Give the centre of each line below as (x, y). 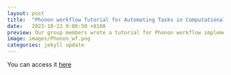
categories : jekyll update (46, 45)
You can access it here (40, 64)
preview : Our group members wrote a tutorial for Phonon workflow (104, 32)
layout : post (26, 13)
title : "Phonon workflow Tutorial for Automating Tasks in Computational (117, 20)
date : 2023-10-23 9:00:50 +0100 (57, 26)
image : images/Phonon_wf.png (49, 39)
